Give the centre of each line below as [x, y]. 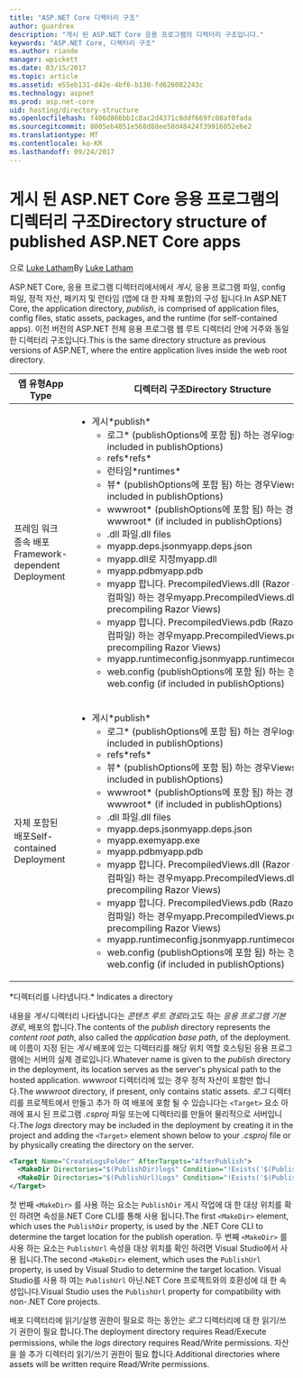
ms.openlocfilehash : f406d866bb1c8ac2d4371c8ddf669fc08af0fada [131, 118]
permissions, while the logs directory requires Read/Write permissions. [141, 1343]
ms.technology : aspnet [52, 93]
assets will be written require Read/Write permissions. [110, 1364]
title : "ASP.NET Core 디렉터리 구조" [74, 18]
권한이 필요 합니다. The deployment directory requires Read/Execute [142, 1332]
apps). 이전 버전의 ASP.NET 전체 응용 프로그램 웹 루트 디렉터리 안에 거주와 [141, 328]
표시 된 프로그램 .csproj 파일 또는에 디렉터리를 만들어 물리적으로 [138, 1114]
